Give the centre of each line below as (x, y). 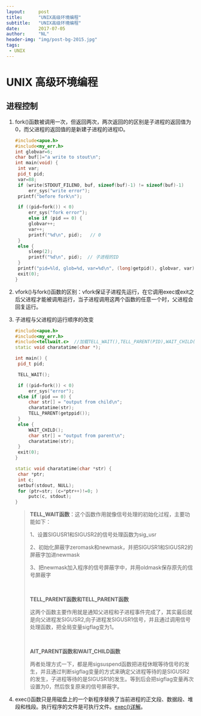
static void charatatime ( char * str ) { (63, 469)
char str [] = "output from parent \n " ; (77, 436)
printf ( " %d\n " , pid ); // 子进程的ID (74, 257)
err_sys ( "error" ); (51, 391)
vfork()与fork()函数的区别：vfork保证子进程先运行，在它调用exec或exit (102, 292)
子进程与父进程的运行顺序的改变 (54, 319)
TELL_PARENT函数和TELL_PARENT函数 (79, 599)
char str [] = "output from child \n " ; (75, 402)
